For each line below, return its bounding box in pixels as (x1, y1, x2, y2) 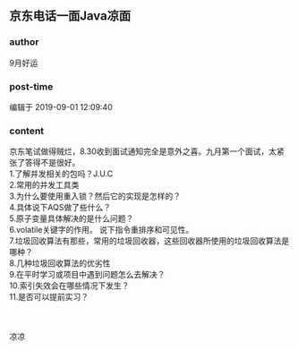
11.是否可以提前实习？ (9, 292, 89, 303)
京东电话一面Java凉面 (9, 8, 132, 24)
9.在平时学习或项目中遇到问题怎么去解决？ (9, 269, 166, 280)
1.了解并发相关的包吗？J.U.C (9, 168, 114, 179)
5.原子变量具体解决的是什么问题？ (9, 213, 134, 224)
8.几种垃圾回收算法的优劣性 (9, 258, 111, 269)
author (9, 36, 39, 48)
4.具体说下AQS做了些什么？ (9, 202, 112, 213)
